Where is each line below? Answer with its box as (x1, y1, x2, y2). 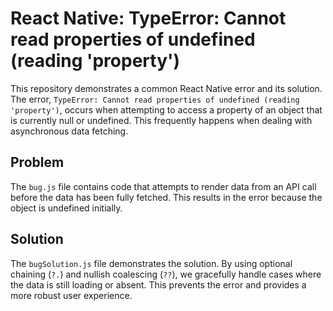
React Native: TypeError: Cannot (10, 7, 287, 30)
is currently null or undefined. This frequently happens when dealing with (10, 114, 313, 126)
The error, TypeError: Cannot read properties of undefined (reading (10, 93, 300, 105)
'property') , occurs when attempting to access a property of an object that (10, 103, 323, 116)
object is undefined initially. (10, 202, 123, 214)
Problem (10, 154, 65, 171)
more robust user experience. (10, 289, 133, 301)
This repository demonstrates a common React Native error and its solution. (10, 82, 323, 94)
